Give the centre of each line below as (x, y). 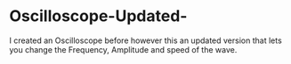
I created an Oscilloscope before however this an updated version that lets (145, 40)
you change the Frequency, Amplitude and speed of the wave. (123, 49)
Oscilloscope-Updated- (98, 16)
